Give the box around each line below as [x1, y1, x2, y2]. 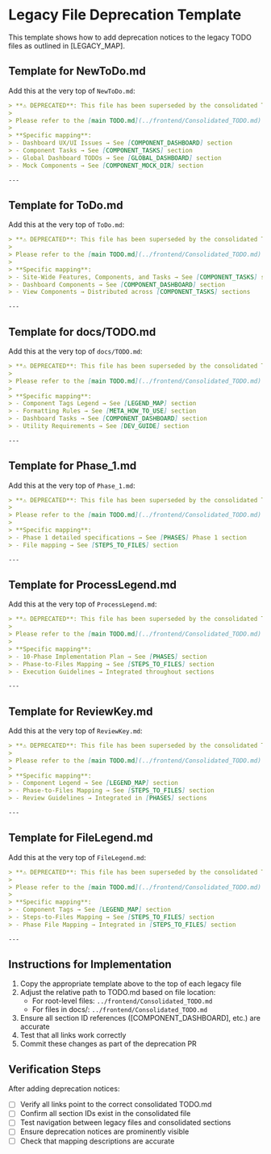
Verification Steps [8, 1062, 102, 1076]
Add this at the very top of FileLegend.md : [8, 852, 147, 862]
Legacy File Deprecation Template [8, 6, 242, 24]
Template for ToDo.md [8, 198, 123, 212]
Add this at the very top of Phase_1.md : [8, 480, 135, 490]
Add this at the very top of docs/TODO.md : [8, 346, 143, 356]
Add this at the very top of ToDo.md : [8, 220, 125, 229]
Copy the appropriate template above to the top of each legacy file [19, 979, 242, 988]
